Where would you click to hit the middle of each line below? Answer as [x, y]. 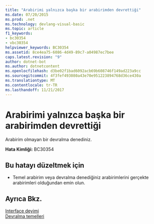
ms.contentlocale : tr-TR [31, 85]
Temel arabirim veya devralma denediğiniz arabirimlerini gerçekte [81, 177]
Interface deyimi [22, 211]
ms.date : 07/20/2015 [27, 15]
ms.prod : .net [20, 19]
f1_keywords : [19, 33]
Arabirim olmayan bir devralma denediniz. [48, 140]
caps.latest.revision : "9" [34, 57]
